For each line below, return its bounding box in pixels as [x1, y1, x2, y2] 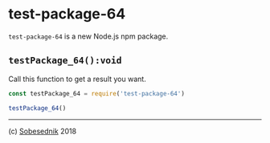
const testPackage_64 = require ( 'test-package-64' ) [8, 89, 185, 97]
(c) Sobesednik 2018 [8, 126, 77, 136]
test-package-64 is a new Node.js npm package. [8, 31, 169, 41]
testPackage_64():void [8, 55, 122, 67]
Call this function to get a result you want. [8, 74, 146, 84]
